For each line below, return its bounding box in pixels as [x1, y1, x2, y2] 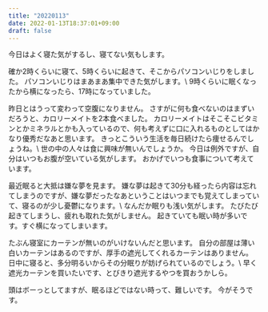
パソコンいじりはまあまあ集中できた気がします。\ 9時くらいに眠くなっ [23, 77, 258, 87]
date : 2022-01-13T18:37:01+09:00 [8, 19, 120, 27]
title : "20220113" [8, 11, 70, 20]
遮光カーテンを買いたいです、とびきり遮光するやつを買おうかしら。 [8, 268, 232, 278]
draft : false [8, 26, 52, 34]
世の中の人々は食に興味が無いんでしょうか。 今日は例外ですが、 [40, 144, 253, 153]
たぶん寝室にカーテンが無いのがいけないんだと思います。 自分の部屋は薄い [8, 238, 255, 248]
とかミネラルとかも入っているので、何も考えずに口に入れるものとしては [14, 124, 254, 133]
